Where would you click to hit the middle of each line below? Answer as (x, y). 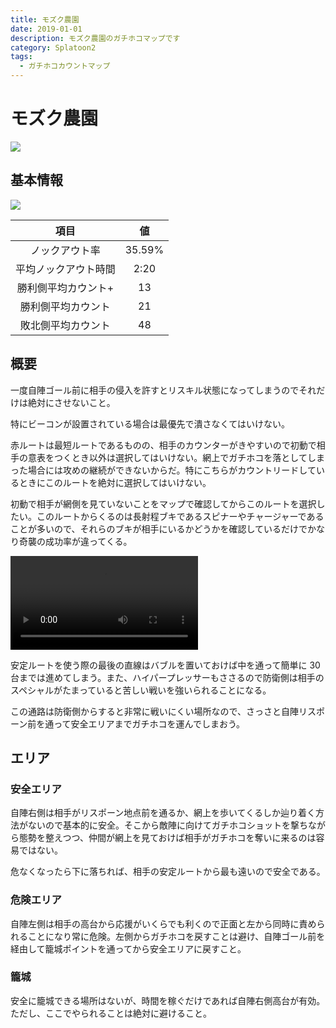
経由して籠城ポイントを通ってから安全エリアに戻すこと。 (128, 948)
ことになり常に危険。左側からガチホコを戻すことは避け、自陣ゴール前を (176, 936)
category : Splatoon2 (53, 47)
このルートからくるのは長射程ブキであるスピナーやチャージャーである (180, 516)
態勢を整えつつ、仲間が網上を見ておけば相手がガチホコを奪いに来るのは (167, 838)
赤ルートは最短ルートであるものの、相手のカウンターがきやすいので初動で (163, 445)
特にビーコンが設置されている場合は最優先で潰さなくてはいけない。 (150, 423)
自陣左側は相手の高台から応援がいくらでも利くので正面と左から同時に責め (163, 923)
